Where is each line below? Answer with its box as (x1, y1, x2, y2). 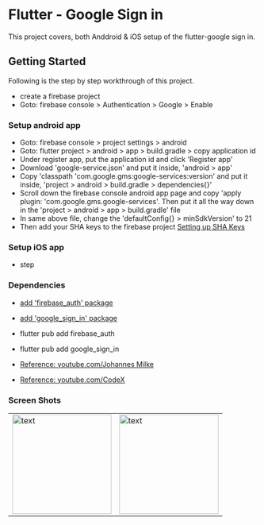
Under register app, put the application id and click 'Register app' (19, 155, 233, 164)
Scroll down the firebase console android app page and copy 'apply (19, 188, 242, 198)
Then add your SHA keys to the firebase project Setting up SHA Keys (19, 222, 246, 232)
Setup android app (8, 119, 81, 130)
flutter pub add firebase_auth (19, 328, 115, 338)
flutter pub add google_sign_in (19, 344, 120, 353)
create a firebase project (19, 91, 101, 101)
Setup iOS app (8, 241, 65, 253)
